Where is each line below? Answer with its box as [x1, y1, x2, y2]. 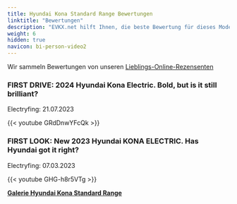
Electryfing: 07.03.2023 [7, 161, 75, 169]
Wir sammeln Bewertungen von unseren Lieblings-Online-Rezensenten [7, 63, 214, 71]
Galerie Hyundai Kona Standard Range [7, 188, 122, 197]
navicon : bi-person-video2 [7, 43, 87, 50]
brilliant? [7, 89, 39, 99]
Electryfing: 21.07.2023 [7, 105, 74, 114]
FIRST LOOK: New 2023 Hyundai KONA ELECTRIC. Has [7, 136, 199, 146]
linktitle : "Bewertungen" [7, 17, 83, 24]
